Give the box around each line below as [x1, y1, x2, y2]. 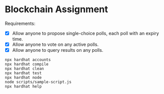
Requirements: [5, 20, 35, 26]
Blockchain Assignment [5, 4, 108, 15]
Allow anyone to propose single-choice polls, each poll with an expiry [12, 30, 159, 36]
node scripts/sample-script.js [5, 80, 72, 85]
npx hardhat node [5, 75, 42, 80]
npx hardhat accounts [5, 57, 51, 62]
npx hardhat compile [5, 62, 49, 67]
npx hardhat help [5, 84, 42, 89]
